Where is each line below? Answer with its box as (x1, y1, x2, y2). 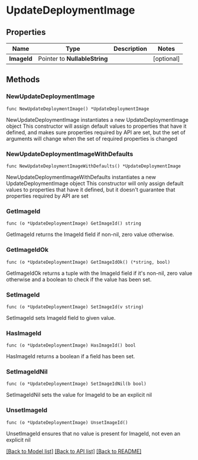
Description (113, 45, 148, 53)
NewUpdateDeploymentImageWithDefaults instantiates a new (6, 173, 157, 180)
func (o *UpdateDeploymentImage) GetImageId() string (6, 221, 142, 226)
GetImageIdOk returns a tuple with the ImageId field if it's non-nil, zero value (6, 270, 193, 277)
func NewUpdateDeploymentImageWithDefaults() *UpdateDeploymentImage (6, 163, 181, 169)
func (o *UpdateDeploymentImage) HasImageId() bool (6, 342, 136, 349)
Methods (6, 74, 40, 85)
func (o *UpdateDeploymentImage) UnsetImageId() (6, 419, 128, 426)
